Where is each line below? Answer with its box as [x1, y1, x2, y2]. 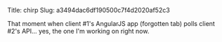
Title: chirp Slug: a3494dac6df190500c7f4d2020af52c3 [7, 6, 170, 14]
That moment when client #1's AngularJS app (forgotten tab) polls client [7, 20, 216, 27]
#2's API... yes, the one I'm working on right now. [7, 27, 150, 35]
